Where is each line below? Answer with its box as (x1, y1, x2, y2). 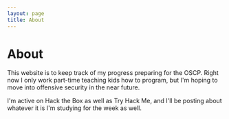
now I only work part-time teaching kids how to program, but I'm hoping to (7, 76, 218, 85)
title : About (7, 17, 45, 23)
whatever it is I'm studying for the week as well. (7, 104, 142, 112)
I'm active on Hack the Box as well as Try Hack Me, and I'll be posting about (7, 97, 222, 105)
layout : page (7, 10, 45, 17)
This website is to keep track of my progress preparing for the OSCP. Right (7, 69, 219, 77)
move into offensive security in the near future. (7, 83, 140, 91)
